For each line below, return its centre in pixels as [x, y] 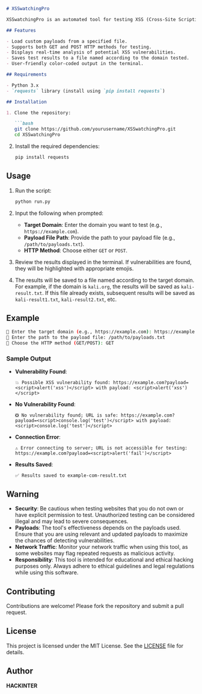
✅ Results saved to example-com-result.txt [71, 476]
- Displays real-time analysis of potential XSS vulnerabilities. [91, 52]
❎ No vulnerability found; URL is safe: [66, 415]
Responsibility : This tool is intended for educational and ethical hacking [104, 560]
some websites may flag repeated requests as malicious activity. [95, 553]
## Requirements [26, 75]
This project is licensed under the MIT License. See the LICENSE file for [95, 646]
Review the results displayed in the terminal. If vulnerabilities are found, [103, 262]
